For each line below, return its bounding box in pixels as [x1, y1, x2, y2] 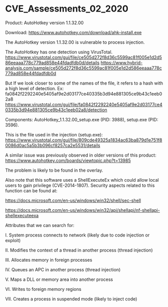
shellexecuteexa [5, 212, 39, 218]
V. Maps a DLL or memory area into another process [5, 276, 113, 282]
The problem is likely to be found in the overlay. [5, 167, 103, 173]
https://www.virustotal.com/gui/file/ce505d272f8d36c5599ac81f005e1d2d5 [5, 54, 162, 60]
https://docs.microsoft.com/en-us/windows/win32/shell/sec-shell [5, 197, 141, 203]
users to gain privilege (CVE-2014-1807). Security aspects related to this [5, 182, 155, 188]
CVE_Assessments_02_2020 [5, 3, 129, 15]
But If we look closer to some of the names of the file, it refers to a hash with [5, 80, 163, 86]
